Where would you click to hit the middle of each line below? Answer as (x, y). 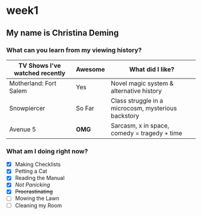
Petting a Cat (31, 171)
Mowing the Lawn (37, 198)
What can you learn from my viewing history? (74, 50)
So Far (85, 108)
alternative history (136, 91)
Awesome (90, 69)
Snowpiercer (27, 108)
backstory (125, 115)
